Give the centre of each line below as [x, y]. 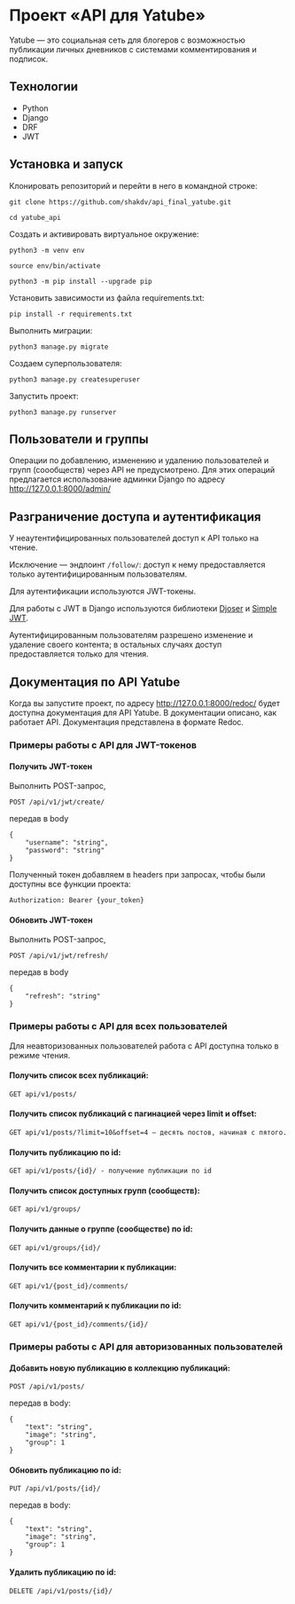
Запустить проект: [44, 396]
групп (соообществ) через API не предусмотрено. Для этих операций [142, 470]
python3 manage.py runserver [63, 412]
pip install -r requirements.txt [71, 314]
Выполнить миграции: [51, 330]
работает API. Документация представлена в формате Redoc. [127, 722]
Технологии [43, 86]
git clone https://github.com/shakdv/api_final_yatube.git [120, 202]
